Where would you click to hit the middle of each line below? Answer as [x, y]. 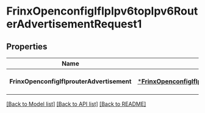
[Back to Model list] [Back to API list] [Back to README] [76, 104]
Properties [27, 46]
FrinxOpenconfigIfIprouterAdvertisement [70, 81]
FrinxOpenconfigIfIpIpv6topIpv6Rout [102, 11]
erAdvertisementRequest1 [74, 24]
